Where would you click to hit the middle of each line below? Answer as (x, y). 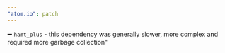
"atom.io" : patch (33, 14)
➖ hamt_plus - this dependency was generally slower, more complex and (112, 34)
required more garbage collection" (58, 42)
